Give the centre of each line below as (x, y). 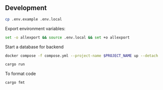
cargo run (15, 64)
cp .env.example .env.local (34, 19)
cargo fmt (15, 83)
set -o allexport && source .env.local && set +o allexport (68, 37)
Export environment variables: (35, 28)
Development (26, 8)
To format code (20, 74)
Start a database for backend (34, 47)
